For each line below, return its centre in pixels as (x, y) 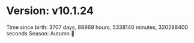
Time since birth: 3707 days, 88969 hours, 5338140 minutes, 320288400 (97, 27)
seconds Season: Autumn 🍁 (41, 33)
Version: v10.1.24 (50, 11)
